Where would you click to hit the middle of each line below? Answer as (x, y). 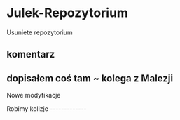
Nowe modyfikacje (34, 95)
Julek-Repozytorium (68, 13)
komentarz (31, 54)
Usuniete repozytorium (40, 32)
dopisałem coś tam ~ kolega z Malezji (90, 78)
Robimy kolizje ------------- (47, 109)
